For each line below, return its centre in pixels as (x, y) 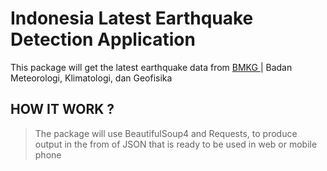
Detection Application (103, 39)
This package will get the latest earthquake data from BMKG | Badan (151, 67)
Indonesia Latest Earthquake (132, 18)
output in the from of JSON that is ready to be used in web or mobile (176, 144)
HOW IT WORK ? (62, 109)
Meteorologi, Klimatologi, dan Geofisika (91, 78)
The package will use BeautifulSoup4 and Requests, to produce (166, 133)
